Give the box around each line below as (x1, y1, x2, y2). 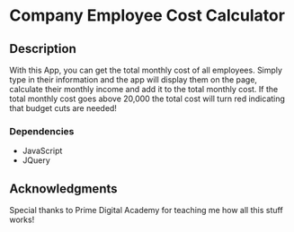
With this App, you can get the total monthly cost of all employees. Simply (9, 64, 283, 75)
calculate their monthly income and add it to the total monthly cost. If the (9, 84, 279, 94)
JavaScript (22, 145, 63, 157)
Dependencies (9, 125, 75, 137)
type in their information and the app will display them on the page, (9, 74, 258, 85)
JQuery (22, 155, 51, 166)
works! (9, 214, 35, 225)
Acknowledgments (9, 181, 119, 196)
